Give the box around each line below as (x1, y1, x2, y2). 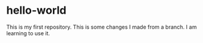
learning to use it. (6, 29, 51, 36)
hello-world (6, 4, 67, 17)
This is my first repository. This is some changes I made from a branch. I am (6, 23, 197, 30)
